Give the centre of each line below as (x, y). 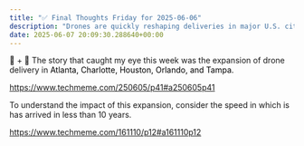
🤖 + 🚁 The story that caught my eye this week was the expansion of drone (147, 61)
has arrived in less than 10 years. (71, 115)
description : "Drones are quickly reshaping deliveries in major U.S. (145, 26)
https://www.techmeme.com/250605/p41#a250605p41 (112, 88)
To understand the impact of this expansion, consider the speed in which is (149, 105)
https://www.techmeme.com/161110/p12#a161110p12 (105, 132)
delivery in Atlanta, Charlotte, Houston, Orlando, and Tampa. (122, 70)
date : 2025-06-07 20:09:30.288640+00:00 (87, 34)
